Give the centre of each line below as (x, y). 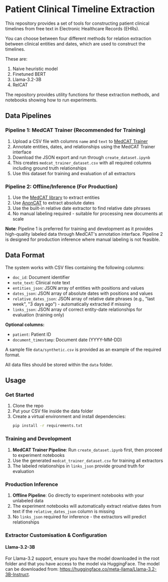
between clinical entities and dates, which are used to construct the (75, 43)
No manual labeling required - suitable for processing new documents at (88, 214)
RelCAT (20, 85)
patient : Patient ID (32, 334)
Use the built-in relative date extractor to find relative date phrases (81, 208)
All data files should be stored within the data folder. (59, 364)
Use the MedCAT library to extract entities (56, 197)
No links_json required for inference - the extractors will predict (79, 516)
